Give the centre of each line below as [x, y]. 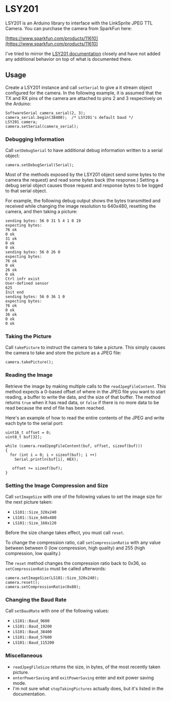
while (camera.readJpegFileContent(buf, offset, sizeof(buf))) [74, 446]
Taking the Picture [29, 336]
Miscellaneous [24, 656]
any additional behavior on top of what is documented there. [69, 59]
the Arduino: [18, 104]
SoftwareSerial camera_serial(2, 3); [45, 113]
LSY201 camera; [21, 122]
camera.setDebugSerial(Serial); [40, 165]
